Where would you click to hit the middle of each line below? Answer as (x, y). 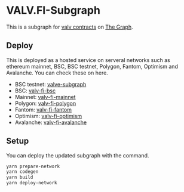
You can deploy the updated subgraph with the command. (78, 155)
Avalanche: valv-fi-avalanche (51, 122)
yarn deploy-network (32, 183)
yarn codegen (22, 172)
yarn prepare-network (33, 166)
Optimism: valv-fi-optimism (48, 116)
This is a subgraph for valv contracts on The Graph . (70, 27)
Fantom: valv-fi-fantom (43, 109)
